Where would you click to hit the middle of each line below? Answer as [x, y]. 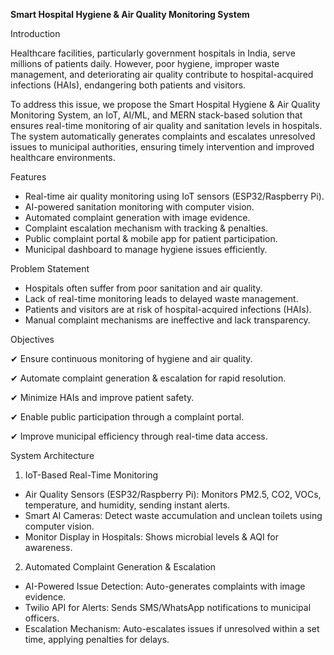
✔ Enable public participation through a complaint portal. [127, 417]
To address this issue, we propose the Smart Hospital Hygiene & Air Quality [165, 104]
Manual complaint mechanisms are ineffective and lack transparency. [167, 320]
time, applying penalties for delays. [97, 639]
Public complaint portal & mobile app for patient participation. [151, 238]
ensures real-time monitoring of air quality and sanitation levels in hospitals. [166, 125]
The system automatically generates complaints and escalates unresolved [163, 136]
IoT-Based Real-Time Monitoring [91, 475]
